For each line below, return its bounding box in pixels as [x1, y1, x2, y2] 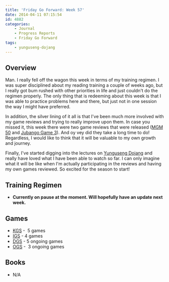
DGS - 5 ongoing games [12, 238, 63, 245]
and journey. [5, 140, 31, 146]
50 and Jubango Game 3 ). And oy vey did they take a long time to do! [5, 130, 150, 136]
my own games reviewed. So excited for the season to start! [5, 166, 130, 172]
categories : [5, 21, 30, 27]
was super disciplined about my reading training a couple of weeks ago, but [5, 82, 163, 88]
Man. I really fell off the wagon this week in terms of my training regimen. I [5, 77, 160, 83]
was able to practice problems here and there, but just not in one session [5, 98, 157, 104]
